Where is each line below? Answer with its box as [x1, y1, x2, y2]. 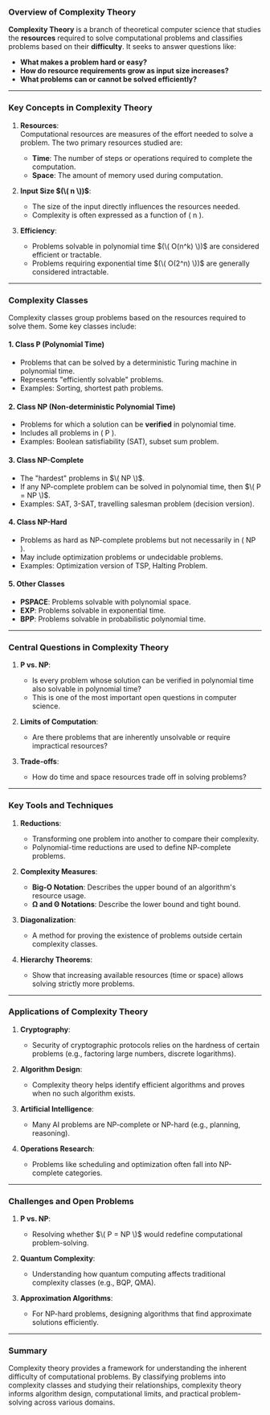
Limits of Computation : [19, 717, 99, 727]
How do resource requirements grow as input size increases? [19, 66, 229, 76]
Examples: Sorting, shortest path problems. [19, 383, 164, 393]
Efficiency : [19, 225, 58, 235]
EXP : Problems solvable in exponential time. [19, 605, 166, 615]
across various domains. [34, 1397, 115, 1407]
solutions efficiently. [31, 1318, 99, 1327]
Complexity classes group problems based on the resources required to [8, 312, 247, 322]
